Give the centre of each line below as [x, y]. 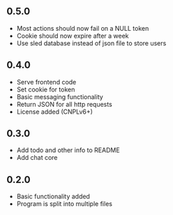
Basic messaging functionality [60, 96]
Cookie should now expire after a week [73, 36]
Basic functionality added [53, 197]
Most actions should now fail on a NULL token [83, 28]
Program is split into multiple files [65, 204]
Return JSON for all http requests [64, 104]
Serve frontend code [46, 82]
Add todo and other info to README [68, 150]
